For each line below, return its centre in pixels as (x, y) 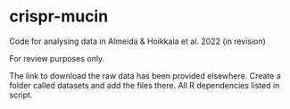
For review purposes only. (57, 58)
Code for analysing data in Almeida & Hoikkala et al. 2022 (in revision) (137, 41)
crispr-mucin (59, 17)
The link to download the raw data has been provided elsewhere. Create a (145, 75)
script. (21, 95)
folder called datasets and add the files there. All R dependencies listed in (145, 85)
